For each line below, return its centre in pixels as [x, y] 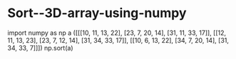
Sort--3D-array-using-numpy [97, 13]
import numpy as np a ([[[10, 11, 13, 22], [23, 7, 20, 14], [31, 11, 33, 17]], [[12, [117, 33]
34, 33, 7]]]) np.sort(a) [40, 48]
